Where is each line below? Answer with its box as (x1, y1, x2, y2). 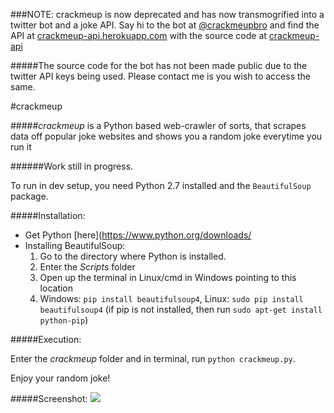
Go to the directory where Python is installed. (39, 250, 227, 262)
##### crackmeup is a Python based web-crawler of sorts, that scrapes (10, 120, 307, 131)
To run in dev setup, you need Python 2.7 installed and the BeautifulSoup (10, 180, 312, 191)
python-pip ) (39, 314, 89, 326)
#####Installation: (10, 210, 86, 221)
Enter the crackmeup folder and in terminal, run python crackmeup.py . (10, 353, 296, 364)
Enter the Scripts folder (39, 261, 136, 273)
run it (10, 141, 32, 153)
